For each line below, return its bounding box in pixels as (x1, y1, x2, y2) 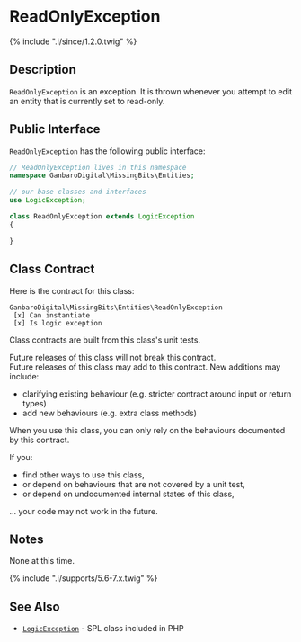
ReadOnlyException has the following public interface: (9, 146, 206, 156)
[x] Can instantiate (13, 310, 91, 320)
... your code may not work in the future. (9, 505, 159, 516)
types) (22, 397, 47, 408)
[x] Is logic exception (13, 318, 102, 327)
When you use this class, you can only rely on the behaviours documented (9, 424, 286, 435)
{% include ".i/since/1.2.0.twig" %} (9, 36, 137, 47)
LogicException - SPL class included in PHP (22, 623, 184, 634)
